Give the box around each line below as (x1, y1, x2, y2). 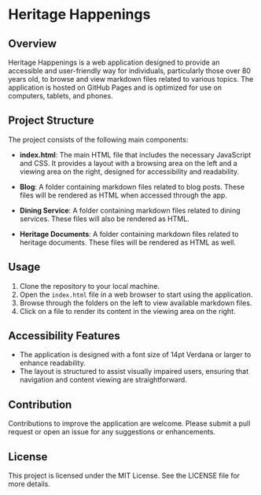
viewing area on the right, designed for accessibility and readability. (19, 167, 240, 176)
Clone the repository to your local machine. (19, 281, 160, 290)
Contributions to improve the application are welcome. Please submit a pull (8, 419, 251, 428)
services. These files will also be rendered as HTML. (19, 214, 190, 223)
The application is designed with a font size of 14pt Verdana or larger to (19, 350, 252, 360)
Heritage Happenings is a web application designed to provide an (8, 57, 220, 67)
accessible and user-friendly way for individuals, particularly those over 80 (8, 66, 252, 76)
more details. (8, 479, 51, 489)
